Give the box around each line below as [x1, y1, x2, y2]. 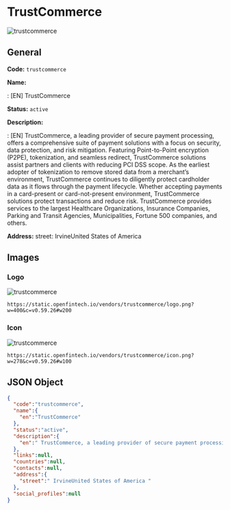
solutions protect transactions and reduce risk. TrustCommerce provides [7, 197, 212, 205]
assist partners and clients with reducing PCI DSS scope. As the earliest [7, 160, 210, 169]
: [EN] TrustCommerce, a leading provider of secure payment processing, [7, 131, 214, 139]
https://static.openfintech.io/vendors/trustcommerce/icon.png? [7, 352, 194, 359]
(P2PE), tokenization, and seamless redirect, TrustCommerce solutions [7, 153, 207, 161]
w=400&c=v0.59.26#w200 [7, 307, 72, 314]
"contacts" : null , [13, 465, 63, 472]
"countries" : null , [13, 459, 66, 465]
